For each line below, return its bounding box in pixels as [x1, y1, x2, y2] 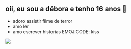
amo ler [12, 23, 29, 29]
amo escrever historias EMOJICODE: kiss [12, 28, 99, 35]
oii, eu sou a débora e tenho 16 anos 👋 [5, 5, 127, 13]
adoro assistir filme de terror [12, 18, 73, 24]
